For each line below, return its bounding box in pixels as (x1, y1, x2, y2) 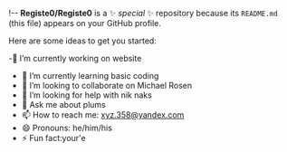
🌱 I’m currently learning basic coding (21, 71, 159, 81)
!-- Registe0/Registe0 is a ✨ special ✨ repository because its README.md (8, 8, 278, 18)
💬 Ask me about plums (21, 100, 106, 109)
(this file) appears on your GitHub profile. (8, 18, 162, 28)
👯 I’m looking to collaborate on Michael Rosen (21, 81, 193, 90)
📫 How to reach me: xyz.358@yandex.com (21, 109, 185, 120)
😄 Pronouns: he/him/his (21, 122, 112, 133)
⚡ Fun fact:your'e (21, 133, 87, 143)
